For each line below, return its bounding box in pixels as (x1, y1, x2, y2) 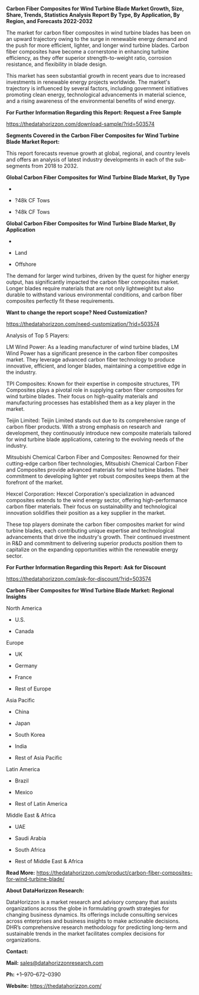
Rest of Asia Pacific (14, 754, 63, 761)
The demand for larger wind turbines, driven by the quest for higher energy (6, 272, 190, 279)
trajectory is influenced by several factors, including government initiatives (6, 85, 188, 91)
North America (6, 605, 43, 611)
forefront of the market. (6, 479, 63, 486)
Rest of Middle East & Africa (14, 858, 84, 864)
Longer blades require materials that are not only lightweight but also (6, 285, 175, 291)
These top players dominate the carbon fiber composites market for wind (6, 521, 185, 528)
